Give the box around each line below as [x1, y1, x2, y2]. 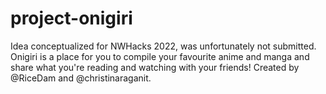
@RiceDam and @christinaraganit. [10, 72, 152, 84]
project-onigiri [10, 7, 133, 30]
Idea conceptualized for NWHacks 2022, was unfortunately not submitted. [10, 40, 317, 52]
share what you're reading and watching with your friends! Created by [10, 61, 300, 73]
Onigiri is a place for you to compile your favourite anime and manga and [10, 50, 310, 62]
